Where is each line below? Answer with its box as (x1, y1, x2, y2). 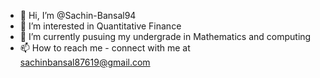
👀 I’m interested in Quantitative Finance (19, 20, 182, 32)
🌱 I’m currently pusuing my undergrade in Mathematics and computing (19, 31, 312, 42)
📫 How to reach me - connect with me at (19, 42, 191, 54)
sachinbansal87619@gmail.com (19, 56, 151, 68)
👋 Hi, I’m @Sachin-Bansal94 (19, 10, 137, 21)
